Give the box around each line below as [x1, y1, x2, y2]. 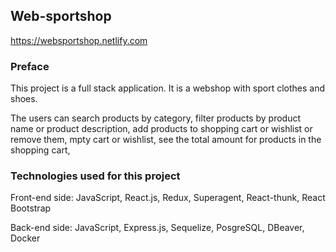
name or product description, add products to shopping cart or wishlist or [10, 123, 313, 135]
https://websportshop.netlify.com [10, 34, 148, 46]
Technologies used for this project [10, 169, 181, 183]
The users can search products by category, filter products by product [10, 112, 302, 124]
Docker [10, 232, 41, 244]
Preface [10, 59, 50, 73]
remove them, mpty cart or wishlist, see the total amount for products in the [10, 134, 322, 146]
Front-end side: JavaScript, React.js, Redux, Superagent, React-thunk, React [10, 192, 326, 204]
